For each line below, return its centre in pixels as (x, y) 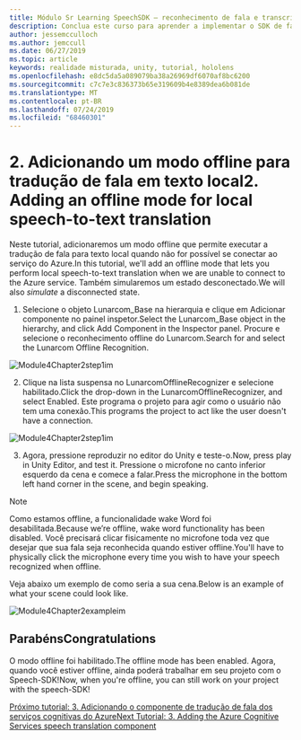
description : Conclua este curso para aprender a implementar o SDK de (146, 26)
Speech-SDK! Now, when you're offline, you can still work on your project (144, 680)
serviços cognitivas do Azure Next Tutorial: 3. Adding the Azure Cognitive (144, 716)
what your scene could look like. (69, 594)
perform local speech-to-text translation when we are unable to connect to (147, 273)
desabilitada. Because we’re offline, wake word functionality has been (137, 529)
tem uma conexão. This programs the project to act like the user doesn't (154, 411)
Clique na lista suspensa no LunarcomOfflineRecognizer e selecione (148, 383)
